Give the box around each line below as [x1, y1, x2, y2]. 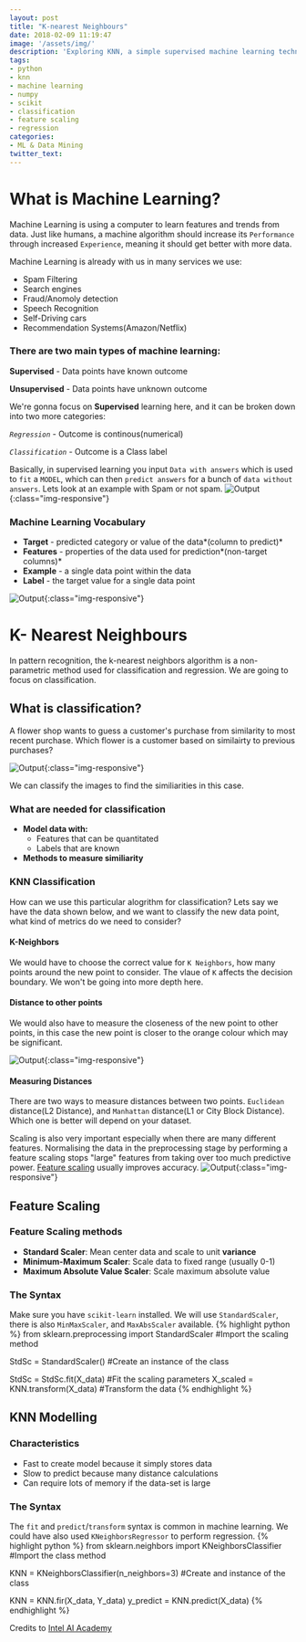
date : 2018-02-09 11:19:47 [9, 30, 112, 39]
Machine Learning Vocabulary [9, 515, 146, 528]
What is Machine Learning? [9, 188, 221, 209]
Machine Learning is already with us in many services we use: [9, 256, 242, 267]
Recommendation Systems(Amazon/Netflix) [22, 321, 188, 333]
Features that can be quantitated [36, 833, 159, 845]
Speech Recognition [22, 302, 99, 313]
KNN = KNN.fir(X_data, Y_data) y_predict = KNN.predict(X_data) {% [9, 1595, 263, 1606]
